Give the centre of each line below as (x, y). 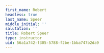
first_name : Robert (26, 10)
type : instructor (24, 38)
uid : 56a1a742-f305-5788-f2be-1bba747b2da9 (52, 43)
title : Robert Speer (27, 33)
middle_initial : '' (26, 24)
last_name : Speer (24, 19)
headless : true (21, 15)
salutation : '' (21, 29)
